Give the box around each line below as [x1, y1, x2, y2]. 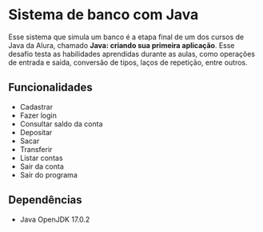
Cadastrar [19, 102, 54, 111]
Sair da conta [19, 162, 64, 171]
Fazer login [19, 110, 58, 120]
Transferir [19, 144, 53, 154]
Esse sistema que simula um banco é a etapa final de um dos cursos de [8, 32, 245, 42]
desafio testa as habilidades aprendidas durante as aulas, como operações [8, 49, 256, 58]
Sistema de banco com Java [8, 6, 199, 24]
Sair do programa [19, 170, 78, 179]
